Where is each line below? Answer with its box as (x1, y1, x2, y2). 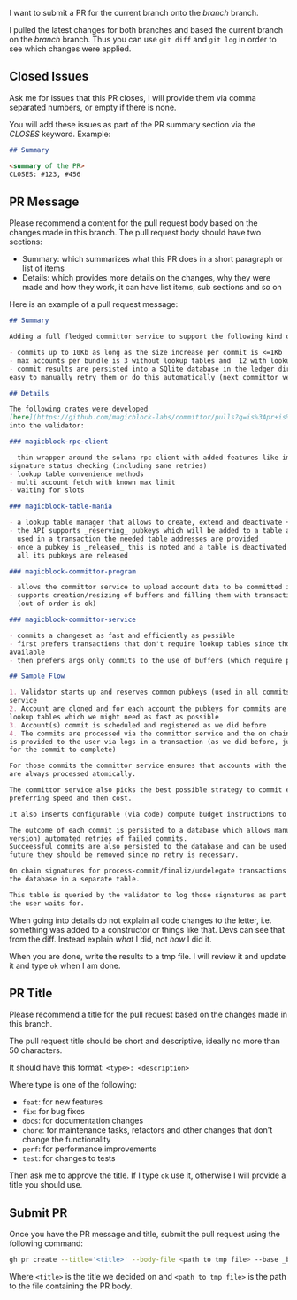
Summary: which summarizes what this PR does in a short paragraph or (21, 254, 284, 265)
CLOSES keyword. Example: (9, 128, 111, 139)
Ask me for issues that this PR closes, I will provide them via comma (9, 92, 256, 103)
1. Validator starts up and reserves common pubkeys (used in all (9, 688, 259, 697)
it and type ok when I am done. (9, 960, 121, 971)
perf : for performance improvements (21, 1143, 156, 1154)
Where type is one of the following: (9, 1080, 137, 1090)
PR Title (9, 986, 53, 1001)
